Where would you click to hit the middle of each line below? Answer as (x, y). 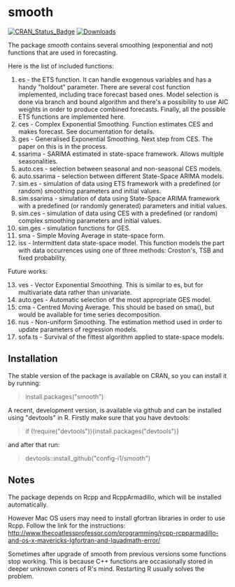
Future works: (28, 271)
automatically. (28, 505)
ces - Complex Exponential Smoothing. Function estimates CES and (115, 124)
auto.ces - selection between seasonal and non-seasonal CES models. (120, 168)
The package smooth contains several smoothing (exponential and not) (111, 45)
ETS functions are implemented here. (72, 117)
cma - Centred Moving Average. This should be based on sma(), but (116, 307)
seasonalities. (38, 161)
